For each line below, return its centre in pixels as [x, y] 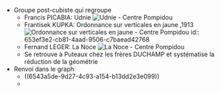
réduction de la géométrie [61, 61]
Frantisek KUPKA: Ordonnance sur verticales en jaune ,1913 [109, 25]
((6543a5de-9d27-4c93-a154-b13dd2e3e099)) [92, 76]
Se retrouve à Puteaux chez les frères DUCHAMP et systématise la [119, 54]
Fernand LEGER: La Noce [60, 47]
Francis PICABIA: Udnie [58, 17]
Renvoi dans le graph [44, 69]
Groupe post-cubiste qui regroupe [63, 10]
